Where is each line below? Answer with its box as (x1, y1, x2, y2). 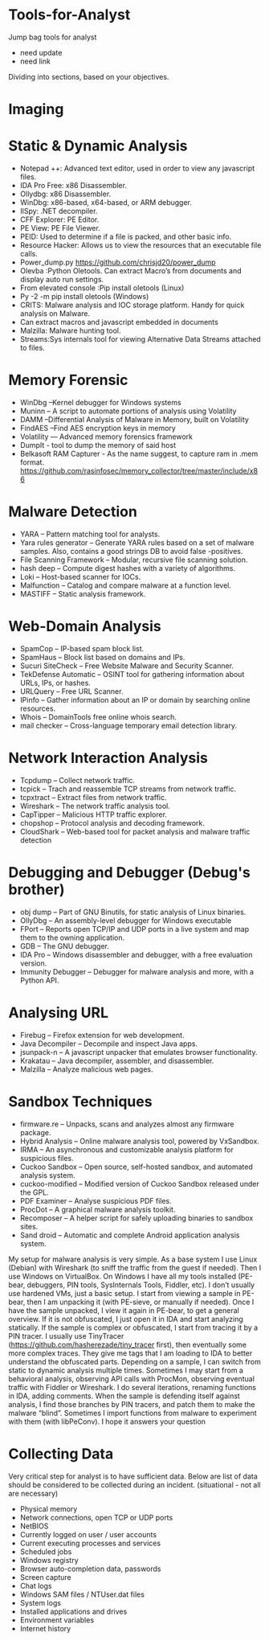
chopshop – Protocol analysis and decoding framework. (19, 818, 205, 827)
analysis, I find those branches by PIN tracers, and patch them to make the (8, 1399, 255, 1409)
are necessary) (8, 1488, 59, 1498)
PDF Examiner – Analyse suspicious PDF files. (19, 1196, 173, 1205)
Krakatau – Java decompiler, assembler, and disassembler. (19, 1056, 214, 1065)
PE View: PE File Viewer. (19, 224, 100, 233)
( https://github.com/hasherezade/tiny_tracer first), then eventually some (8, 1339, 247, 1349)
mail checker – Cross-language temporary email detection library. (19, 720, 238, 730)
